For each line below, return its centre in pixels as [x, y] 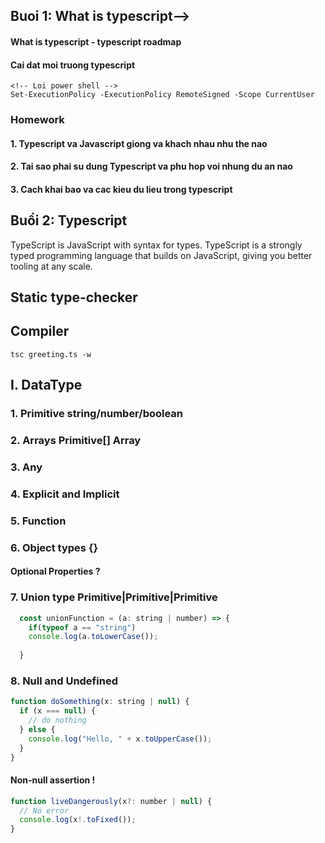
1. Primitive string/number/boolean [97, 414]
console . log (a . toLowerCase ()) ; [93, 637]
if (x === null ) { [58, 711]
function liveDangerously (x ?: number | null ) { [111, 801]
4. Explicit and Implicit [65, 494]
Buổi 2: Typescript [69, 220]
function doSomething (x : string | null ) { [100, 702]
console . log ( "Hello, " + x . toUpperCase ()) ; [120, 739]
